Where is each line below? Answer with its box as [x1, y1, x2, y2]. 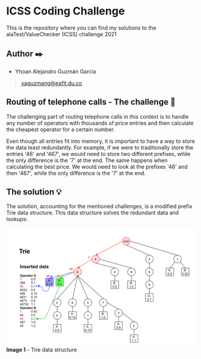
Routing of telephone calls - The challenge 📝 [6, 97, 176, 107]
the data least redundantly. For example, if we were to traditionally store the [6, 143, 194, 151]
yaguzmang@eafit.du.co [20, 80, 82, 87]
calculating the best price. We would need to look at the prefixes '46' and [6, 163, 188, 170]
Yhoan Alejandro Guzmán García [14, 67, 96, 75]
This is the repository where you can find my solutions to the [6, 24, 156, 31]
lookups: [6, 216, 28, 223]
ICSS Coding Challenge [6, 4, 125, 18]
